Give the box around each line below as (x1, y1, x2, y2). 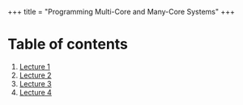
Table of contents (7, 36, 129, 53)
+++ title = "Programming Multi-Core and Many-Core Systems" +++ (7, 7, 236, 16)
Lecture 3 (19, 78, 52, 88)
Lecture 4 (19, 87, 52, 97)
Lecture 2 (19, 70, 52, 80)
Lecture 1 (19, 61, 50, 71)
